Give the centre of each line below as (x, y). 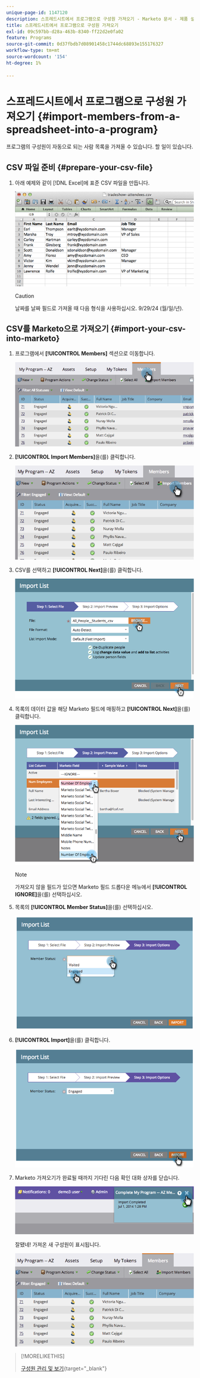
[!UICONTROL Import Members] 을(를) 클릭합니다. (75, 457)
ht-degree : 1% (24, 63)
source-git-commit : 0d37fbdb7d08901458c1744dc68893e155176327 (85, 44)
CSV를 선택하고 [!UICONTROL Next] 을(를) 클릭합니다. (79, 570)
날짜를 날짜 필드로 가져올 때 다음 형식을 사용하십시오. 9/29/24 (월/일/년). (99, 308)
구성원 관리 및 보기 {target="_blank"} (64, 1368)
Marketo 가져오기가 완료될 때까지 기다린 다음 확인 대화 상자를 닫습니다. (97, 1178)
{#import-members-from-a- (109, 116)
